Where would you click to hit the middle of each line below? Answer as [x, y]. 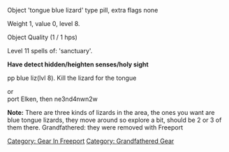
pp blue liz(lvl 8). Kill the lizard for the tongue [72, 78]
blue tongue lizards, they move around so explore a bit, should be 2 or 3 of [114, 120]
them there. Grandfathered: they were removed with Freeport [95, 127]
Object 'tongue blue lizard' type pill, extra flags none [83, 10]
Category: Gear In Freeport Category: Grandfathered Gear [91, 141]
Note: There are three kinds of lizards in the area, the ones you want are [111, 112]
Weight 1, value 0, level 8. [44, 23]
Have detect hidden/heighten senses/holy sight [78, 64]
